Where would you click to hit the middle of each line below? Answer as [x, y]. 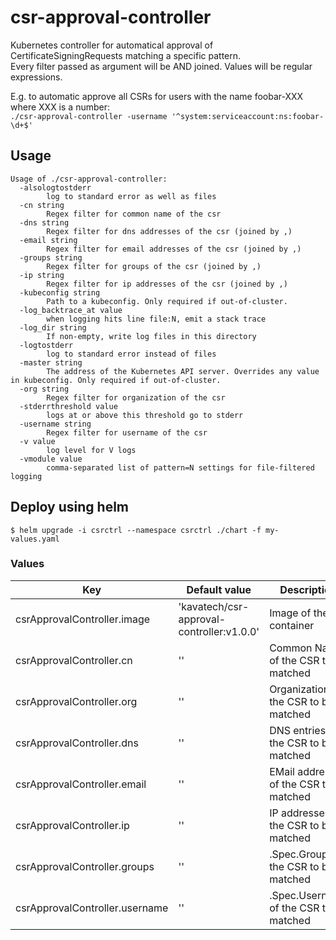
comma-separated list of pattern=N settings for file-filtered [180, 467]
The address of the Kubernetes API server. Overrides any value [183, 371]
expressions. [36, 77]
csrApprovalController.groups [85, 866]
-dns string [44, 222]
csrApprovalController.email [81, 784]
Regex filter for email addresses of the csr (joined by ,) [174, 249]
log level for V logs [91, 450]
